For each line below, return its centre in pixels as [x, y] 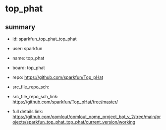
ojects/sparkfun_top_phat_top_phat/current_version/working [74, 122]
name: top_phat [28, 58]
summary [20, 27]
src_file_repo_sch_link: [35, 97]
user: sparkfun [27, 48]
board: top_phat [28, 68]
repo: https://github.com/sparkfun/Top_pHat [57, 77]
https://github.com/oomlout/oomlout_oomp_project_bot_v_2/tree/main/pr [86, 117]
